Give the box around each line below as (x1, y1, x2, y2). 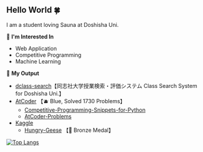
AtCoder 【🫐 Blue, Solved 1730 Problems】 (15, 97, 126, 104)
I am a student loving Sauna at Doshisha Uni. (6, 21, 119, 28)
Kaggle (15, 119, 34, 126)
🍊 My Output (6, 70, 40, 77)
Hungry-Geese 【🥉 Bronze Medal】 (24, 126, 114, 134)
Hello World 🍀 (6, 5, 61, 15)
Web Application (15, 45, 57, 52)
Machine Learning (15, 57, 61, 65)
